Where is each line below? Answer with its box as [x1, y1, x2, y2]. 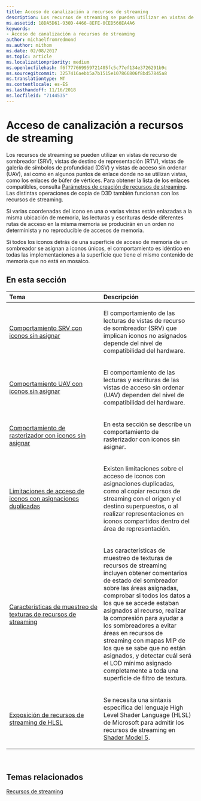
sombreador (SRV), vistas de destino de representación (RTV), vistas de [6, 157, 184, 165]
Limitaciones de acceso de [9, 487, 85, 495]
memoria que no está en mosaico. [6, 257, 90, 264]
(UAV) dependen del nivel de [103, 391, 184, 399]
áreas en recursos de [103, 629, 163, 637]
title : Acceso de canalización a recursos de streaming [6, 8, 148, 15]
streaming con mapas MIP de [103, 636, 185, 645]
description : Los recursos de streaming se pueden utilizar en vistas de [6, 14, 194, 20]
